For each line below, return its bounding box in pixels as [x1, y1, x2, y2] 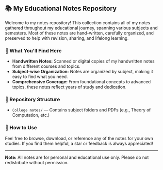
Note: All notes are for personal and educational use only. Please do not [5, 155, 149, 160]
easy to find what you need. [12, 74, 68, 79]
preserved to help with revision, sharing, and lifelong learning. [5, 35, 129, 41]
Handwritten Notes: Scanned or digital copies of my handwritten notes [12, 58, 155, 64]
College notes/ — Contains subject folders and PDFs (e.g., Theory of [12, 107, 151, 113]
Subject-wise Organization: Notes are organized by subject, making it [12, 69, 154, 75]
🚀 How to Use [5, 124, 37, 131]
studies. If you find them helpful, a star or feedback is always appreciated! [5, 140, 153, 146]
